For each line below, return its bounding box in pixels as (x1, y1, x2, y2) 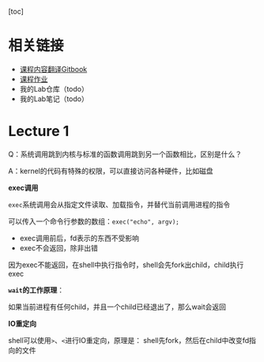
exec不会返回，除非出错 (19, 243, 99, 252)
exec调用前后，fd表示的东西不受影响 (19, 233, 140, 243)
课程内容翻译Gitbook (19, 64, 88, 74)
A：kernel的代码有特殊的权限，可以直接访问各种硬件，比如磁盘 (8, 166, 213, 175)
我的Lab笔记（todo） (19, 94, 89, 104)
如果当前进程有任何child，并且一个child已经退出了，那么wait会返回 (8, 302, 227, 311)
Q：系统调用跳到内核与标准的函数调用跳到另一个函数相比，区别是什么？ (8, 149, 243, 159)
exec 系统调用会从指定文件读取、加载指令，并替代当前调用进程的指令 (8, 199, 231, 209)
